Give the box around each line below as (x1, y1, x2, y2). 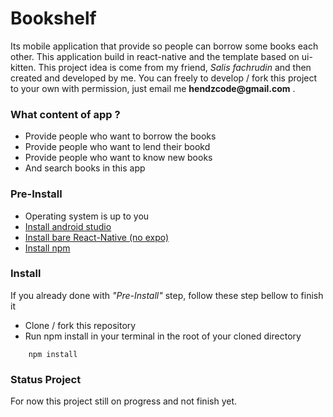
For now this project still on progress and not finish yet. (10, 395, 237, 407)
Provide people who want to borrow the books (24, 130, 217, 142)
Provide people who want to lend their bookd (24, 141, 211, 153)
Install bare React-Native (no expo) (24, 231, 170, 243)
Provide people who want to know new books (24, 152, 213, 164)
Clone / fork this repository (24, 319, 137, 331)
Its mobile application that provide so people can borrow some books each (10, 40, 319, 52)
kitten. (10, 61, 37, 73)
